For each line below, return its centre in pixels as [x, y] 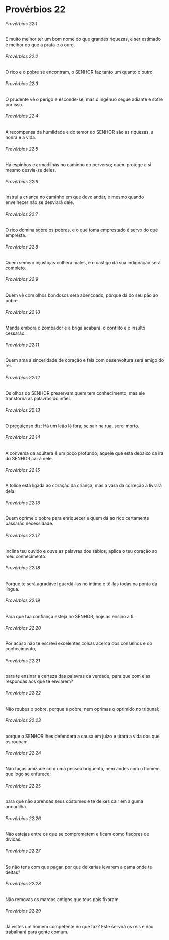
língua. [12, 589]
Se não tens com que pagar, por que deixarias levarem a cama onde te [79, 867]
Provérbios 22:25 [23, 786]
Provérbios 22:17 [23, 536]
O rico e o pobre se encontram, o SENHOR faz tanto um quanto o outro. [80, 72]
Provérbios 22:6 [22, 181]
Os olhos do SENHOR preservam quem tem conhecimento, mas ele [75, 393]
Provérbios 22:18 [23, 568]
